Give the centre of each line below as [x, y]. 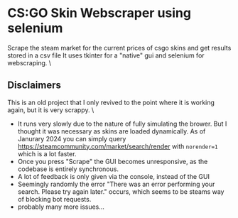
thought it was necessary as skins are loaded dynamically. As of [112, 131]
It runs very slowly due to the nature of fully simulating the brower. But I [122, 124]
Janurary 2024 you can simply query [72, 138]
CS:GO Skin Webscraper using [99, 13]
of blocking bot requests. [54, 199]
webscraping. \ [29, 62]
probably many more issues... [61, 207]
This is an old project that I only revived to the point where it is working [111, 102]
